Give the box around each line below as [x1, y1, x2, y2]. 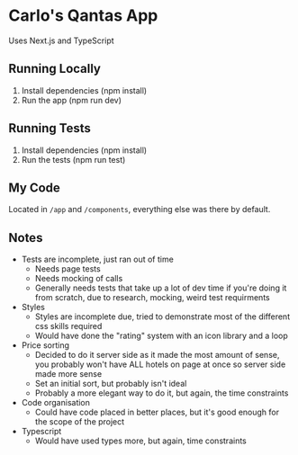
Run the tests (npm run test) [21, 154, 126, 165]
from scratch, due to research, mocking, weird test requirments [34, 292, 271, 303]
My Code [8, 180, 60, 195]
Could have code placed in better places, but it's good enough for [34, 406, 280, 418]
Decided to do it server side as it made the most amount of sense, [34, 350, 280, 361]
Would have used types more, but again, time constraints [34, 435, 247, 446]
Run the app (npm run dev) [21, 94, 122, 105]
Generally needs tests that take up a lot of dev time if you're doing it [34, 282, 287, 293]
